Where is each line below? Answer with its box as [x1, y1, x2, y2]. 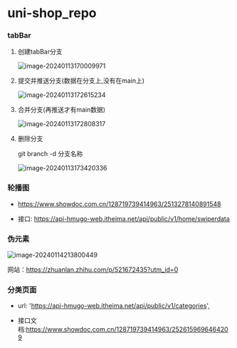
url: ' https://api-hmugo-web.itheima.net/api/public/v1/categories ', [17, 302, 210, 310]
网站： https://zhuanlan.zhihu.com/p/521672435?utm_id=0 [7, 265, 179, 274]
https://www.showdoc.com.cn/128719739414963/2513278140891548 [17, 200, 221, 208]
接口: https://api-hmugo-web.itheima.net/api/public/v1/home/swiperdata [17, 214, 230, 222]
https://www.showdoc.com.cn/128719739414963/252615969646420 [26, 325, 229, 334]
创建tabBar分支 [17, 48, 63, 56]
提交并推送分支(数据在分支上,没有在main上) [17, 76, 144, 85]
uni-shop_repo [7, 5, 97, 21]
